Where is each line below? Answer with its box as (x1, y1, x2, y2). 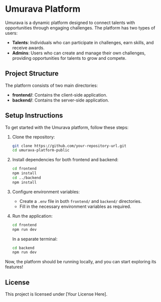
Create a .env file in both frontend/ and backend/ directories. (19, 198, 142, 204)
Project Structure (5, 70, 59, 78)
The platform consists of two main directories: (5, 82, 98, 88)
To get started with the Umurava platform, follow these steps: (5, 124, 129, 130)
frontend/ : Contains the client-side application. (12, 92, 108, 98)
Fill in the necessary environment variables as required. (19, 203, 131, 209)
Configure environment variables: (12, 189, 80, 195)
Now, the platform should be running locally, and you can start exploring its (5, 259, 157, 265)
